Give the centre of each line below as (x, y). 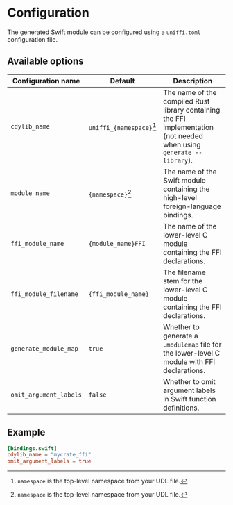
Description (193, 81)
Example (26, 432)
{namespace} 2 (110, 193)
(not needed (183, 135)
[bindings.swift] (32, 448)
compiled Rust (186, 101)
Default (122, 81)
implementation (188, 127)
